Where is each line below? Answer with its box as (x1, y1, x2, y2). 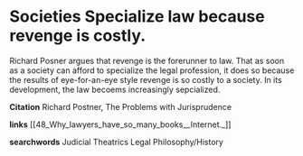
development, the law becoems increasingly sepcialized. (9, 84, 221, 95)
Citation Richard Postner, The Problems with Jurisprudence (9, 101, 232, 112)
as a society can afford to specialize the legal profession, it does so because (9, 65, 295, 76)
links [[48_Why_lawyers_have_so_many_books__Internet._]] (9, 119, 232, 130)
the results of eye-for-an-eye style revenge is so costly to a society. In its (9, 74, 282, 85)
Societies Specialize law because (9, 6, 265, 27)
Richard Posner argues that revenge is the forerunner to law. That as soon (9, 55, 285, 66)
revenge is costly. (9, 25, 147, 46)
